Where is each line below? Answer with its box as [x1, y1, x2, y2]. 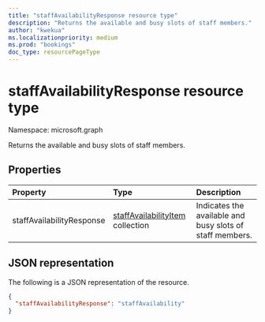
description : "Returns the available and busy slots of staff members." [8, 19, 252, 27]
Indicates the [196, 200, 244, 211]
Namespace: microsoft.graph [8, 125, 103, 134]
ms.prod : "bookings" [8, 41, 77, 49]
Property [12, 186, 47, 197]
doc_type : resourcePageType [8, 48, 101, 56]
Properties [8, 163, 62, 177]
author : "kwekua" [8, 26, 65, 34]
